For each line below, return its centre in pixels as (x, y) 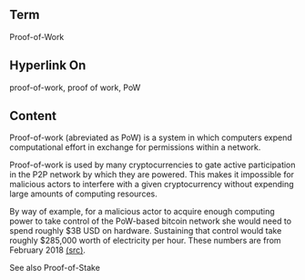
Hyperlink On (48, 66)
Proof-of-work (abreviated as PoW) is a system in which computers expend (151, 138)
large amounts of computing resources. (83, 194)
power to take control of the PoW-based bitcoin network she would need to (151, 221)
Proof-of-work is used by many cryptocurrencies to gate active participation (152, 165)
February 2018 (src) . (48, 250)
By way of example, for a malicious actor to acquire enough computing (142, 212)
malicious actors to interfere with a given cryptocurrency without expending (152, 185)
